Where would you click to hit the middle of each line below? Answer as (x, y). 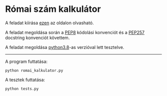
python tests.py (22, 89)
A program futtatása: (26, 61)
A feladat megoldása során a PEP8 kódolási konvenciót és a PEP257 (75, 32)
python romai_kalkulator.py (34, 70)
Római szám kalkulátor (53, 9)
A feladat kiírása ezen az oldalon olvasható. (50, 23)
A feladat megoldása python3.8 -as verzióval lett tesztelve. (65, 47)
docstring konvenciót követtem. (38, 38)
